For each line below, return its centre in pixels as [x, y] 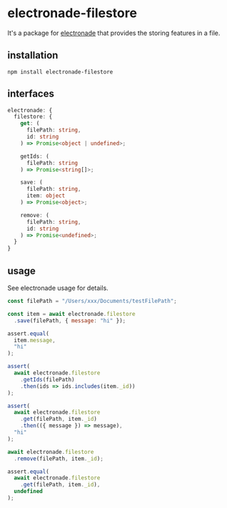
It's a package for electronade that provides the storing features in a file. [114, 33]
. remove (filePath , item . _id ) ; [59, 459]
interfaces [31, 94]
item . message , [35, 340]
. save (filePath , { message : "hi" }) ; [70, 320]
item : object [46, 196]
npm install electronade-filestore [60, 72]
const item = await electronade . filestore [71, 314]
